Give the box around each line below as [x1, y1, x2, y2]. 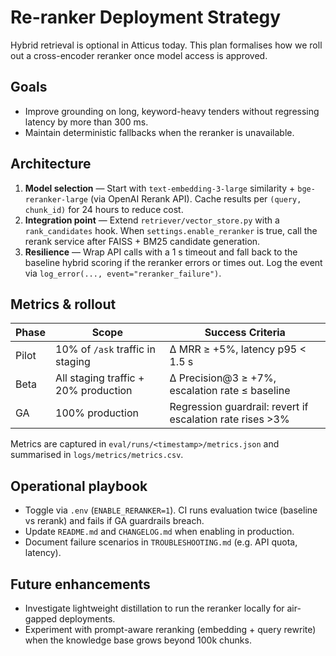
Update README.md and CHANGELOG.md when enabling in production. [24, 526, 295, 538]
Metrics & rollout [10, 296, 117, 313]
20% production [55, 384, 133, 398]
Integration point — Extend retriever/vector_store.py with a [24, 214, 280, 226]
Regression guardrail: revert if [169, 400, 309, 414]
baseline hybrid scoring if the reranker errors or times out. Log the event [24, 256, 323, 268]
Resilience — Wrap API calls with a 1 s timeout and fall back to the [24, 246, 298, 258]
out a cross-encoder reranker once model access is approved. [10, 49, 268, 61]
